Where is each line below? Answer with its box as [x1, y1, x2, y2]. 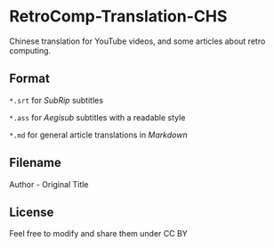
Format [9, 71, 51, 87]
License [9, 204, 54, 219]
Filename [9, 155, 62, 170]
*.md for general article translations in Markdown [9, 129, 189, 140]
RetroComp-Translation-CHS [9, 6, 228, 27]
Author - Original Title [9, 178, 89, 189]
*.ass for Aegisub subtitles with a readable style [9, 112, 186, 122]
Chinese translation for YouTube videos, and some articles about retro [9, 36, 266, 46]
